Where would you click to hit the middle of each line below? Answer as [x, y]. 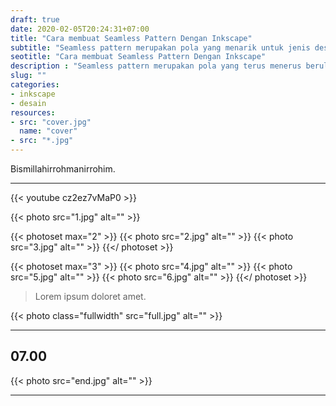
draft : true [35, 19]
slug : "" [28, 76]
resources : [33, 112]
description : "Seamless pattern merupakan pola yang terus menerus [156, 66]
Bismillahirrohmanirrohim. [63, 169]
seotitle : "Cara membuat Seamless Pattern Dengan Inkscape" [138, 57]
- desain [28, 103]
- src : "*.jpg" [42, 141]
